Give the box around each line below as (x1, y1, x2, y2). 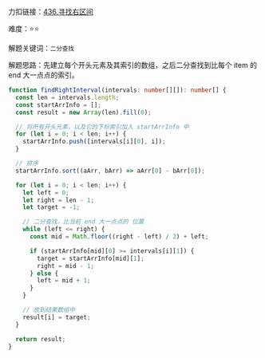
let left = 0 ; (22, 188, 69, 197)
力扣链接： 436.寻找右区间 (8, 7, 93, 16)
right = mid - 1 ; (37, 262, 94, 269)
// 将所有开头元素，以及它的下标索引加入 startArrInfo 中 (15, 123, 189, 131)
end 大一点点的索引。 (8, 70, 79, 80)
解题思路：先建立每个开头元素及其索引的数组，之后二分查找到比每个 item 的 (8, 61, 258, 69)
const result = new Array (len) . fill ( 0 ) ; (15, 108, 152, 116)
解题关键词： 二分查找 (8, 43, 74, 53)
